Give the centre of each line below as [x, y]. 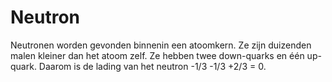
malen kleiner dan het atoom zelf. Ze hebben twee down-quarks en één [157, 55]
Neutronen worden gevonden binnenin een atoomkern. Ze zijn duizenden [161, 45]
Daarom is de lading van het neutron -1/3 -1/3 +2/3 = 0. [152, 66]
